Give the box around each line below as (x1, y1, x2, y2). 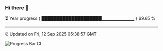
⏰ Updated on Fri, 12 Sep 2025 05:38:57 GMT (5, 31, 97, 37)
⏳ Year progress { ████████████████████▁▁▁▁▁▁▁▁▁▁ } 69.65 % (5, 15, 156, 21)
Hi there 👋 (5, 4, 29, 11)
